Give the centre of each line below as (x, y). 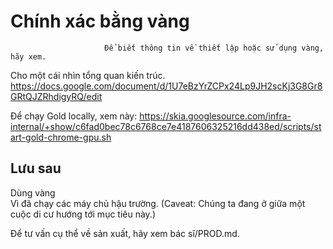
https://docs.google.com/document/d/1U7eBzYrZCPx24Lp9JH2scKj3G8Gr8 (166, 86)
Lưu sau (36, 168)
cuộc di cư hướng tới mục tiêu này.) (83, 214)
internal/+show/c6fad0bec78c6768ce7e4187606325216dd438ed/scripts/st (166, 126)
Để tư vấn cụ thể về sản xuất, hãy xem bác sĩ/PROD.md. (125, 233)
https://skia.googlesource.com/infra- (215, 116)
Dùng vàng (33, 192)
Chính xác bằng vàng (100, 21)
